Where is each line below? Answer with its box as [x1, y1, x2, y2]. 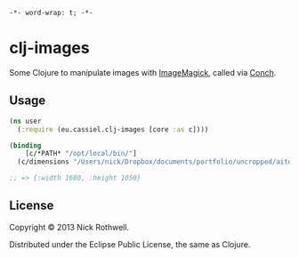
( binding [9, 141, 42, 150]
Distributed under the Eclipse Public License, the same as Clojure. [9, 238, 251, 249]
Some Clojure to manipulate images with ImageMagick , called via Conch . [9, 67, 277, 77]
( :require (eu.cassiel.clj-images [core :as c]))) [17, 125, 209, 133]
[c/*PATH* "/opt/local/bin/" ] [25, 149, 138, 158]
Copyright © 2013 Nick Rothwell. [9, 222, 130, 232]
